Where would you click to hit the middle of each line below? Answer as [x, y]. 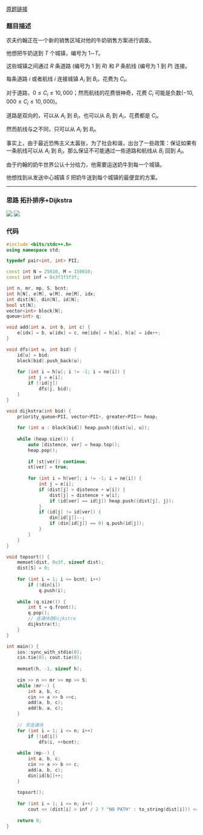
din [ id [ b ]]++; [46, 776]
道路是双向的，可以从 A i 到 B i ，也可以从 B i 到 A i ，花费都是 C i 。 [84, 116]
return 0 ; [30, 820]
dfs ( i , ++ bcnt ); [59, 742]
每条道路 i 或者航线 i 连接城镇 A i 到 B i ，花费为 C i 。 [68, 80]
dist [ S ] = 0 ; [34, 568]
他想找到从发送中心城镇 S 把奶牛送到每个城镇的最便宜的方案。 [84, 178]
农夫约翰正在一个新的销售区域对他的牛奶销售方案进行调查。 [80, 41]
